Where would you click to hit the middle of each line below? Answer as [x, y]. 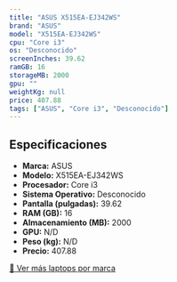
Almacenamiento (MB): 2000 [76, 222]
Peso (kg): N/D [50, 242]
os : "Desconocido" [43, 51]
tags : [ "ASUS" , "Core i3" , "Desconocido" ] [89, 109]
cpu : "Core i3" [37, 42]
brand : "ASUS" [36, 26]
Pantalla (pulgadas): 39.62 [72, 204]
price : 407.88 [36, 100]
